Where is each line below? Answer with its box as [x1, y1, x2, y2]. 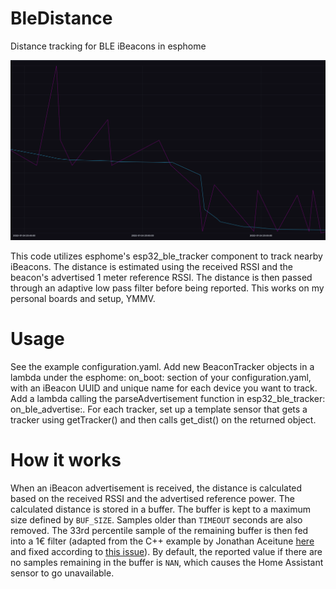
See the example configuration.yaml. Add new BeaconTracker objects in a [10, 360, 315, 372]
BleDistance [10, 7, 113, 30]
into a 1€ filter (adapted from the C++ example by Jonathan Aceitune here [10, 535, 315, 547]
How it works [10, 448, 122, 471]
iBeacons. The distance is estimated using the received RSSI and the [10, 260, 294, 272]
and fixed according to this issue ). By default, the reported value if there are [10, 545, 323, 557]
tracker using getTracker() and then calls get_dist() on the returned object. [10, 413, 317, 426]
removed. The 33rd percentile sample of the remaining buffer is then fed [10, 524, 309, 536]
